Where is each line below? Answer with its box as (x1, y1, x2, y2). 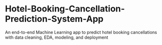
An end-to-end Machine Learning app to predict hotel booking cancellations (5, 29, 158, 35)
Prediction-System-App (5, 13, 104, 24)
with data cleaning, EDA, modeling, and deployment (5, 34, 108, 40)
